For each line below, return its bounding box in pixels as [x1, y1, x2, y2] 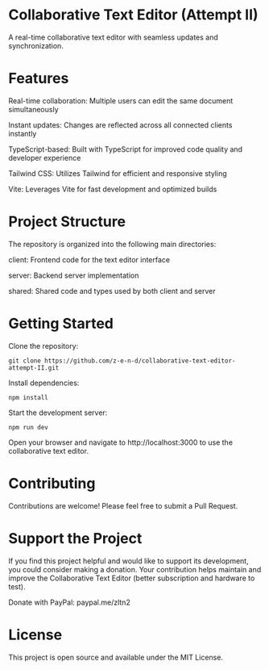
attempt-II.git [8, 363, 60, 372]
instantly [8, 128, 37, 138]
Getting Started [8, 315, 114, 333]
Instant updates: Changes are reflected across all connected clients [8, 119, 233, 130]
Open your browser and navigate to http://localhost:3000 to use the [8, 438, 234, 447]
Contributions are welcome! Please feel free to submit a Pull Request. [8, 500, 238, 510]
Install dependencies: [8, 378, 80, 387]
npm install [8, 393, 48, 401]
